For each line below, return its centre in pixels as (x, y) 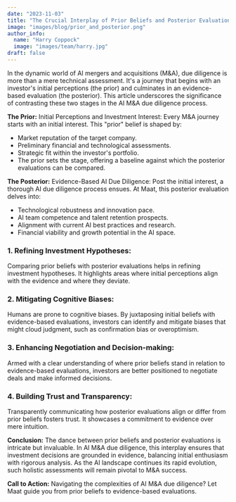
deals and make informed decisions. (60, 378)
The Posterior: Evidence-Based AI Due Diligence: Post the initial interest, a (116, 181)
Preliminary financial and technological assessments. (94, 145)
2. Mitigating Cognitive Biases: (61, 299)
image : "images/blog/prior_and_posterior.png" (77, 27)
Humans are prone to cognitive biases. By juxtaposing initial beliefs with (111, 315)
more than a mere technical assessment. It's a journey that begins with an (114, 80)
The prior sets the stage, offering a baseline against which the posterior (121, 160)
